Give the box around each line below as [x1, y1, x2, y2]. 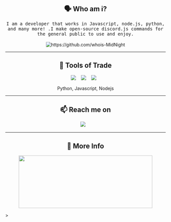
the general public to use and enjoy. [37, 31, 134, 37]
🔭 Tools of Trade [59, 61, 112, 70]
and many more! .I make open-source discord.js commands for [7, 26, 164, 32]
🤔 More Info [67, 141, 104, 150]
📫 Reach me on [60, 106, 111, 114]
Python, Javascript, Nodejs [57, 85, 114, 91]
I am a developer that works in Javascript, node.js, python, [6, 20, 165, 27]
